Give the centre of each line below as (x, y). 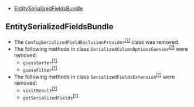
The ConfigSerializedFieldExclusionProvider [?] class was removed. (97, 42)
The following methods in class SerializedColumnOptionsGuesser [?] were (101, 49)
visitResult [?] (40, 90)
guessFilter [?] (40, 69)
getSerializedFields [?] (50, 97)
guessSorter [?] (40, 62)
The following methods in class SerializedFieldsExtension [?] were (94, 77)
